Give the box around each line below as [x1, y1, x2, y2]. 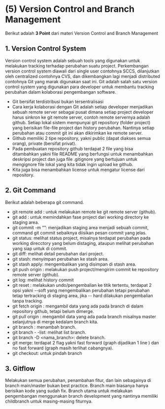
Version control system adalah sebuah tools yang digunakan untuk [5, 58, 140, 64]
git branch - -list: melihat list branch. [12, 329, 86, 335]
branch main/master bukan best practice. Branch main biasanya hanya [5, 383, 149, 389]
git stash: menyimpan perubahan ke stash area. [12, 256, 109, 262]
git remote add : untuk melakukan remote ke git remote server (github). [12, 208, 157, 215]
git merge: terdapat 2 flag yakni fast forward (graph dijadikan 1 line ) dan [12, 340, 159, 345]
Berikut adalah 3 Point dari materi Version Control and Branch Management [5, 30, 159, 36]
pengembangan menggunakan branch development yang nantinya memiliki [5, 393, 158, 399]
